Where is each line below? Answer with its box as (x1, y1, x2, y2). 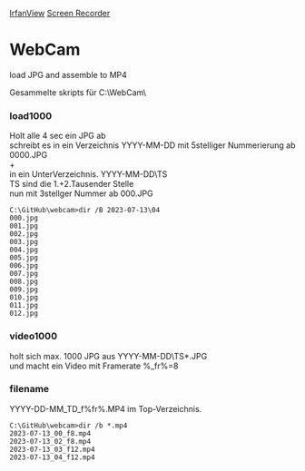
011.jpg (9, 301, 39, 310)
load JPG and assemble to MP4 (9, 69, 127, 80)
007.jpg (9, 270, 39, 279)
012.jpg (9, 309, 39, 319)
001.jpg (9, 221, 39, 231)
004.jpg (9, 245, 39, 255)
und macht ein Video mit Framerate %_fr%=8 (9, 360, 179, 371)
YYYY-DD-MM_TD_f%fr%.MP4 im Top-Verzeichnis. (9, 403, 202, 414)
